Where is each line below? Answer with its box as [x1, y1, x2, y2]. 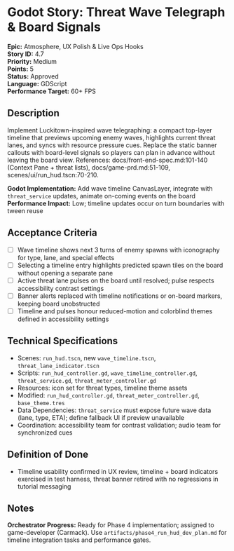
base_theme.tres [17, 400, 65, 407]
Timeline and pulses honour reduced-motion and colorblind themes [17, 306, 213, 315]
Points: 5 [7, 64, 34, 73]
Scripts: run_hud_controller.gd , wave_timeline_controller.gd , [17, 369, 198, 377]
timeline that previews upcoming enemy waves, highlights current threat [7, 133, 216, 142]
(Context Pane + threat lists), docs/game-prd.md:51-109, [7, 163, 170, 172]
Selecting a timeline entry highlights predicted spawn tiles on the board [17, 261, 223, 269]
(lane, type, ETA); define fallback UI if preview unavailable [17, 413, 184, 421]
